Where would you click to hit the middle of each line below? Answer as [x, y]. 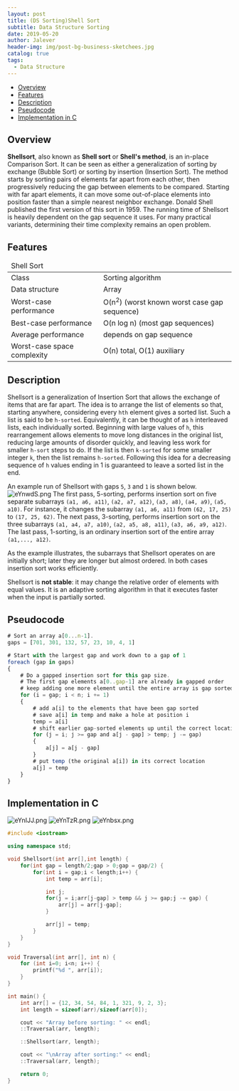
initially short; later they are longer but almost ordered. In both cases [108, 561]
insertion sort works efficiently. [53, 568]
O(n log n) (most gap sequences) [159, 323]
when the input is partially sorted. [56, 597]
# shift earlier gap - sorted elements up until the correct [122, 728]
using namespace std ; [39, 846]
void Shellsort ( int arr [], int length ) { [68, 859]
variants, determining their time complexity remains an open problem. [109, 225]
